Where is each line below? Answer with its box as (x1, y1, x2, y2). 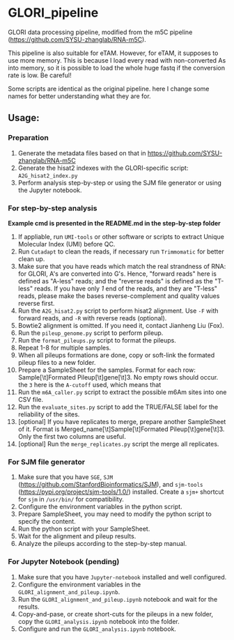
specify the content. (17, 517, 76, 526)
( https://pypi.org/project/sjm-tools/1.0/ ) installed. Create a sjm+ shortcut (17, 487, 224, 496)
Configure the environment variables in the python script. (17, 503, 183, 511)
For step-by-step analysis (8, 203, 97, 213)
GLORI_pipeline (8, 5, 99, 21)
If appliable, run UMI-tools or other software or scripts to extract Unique (17, 232, 225, 241)
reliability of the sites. (17, 409, 80, 419)
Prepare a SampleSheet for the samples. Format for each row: (17, 366, 196, 374)
